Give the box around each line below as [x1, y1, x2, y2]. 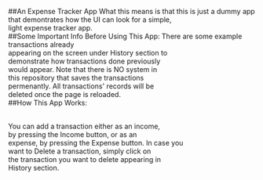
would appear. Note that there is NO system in [8, 65, 158, 74]
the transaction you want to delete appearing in [8, 155, 162, 164]
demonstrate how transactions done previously [8, 56, 161, 66]
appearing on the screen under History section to [8, 49, 168, 57]
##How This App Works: [8, 98, 88, 107]
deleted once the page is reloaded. [8, 90, 122, 99]
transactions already [8, 40, 75, 49]
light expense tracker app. [8, 23, 93, 32]
